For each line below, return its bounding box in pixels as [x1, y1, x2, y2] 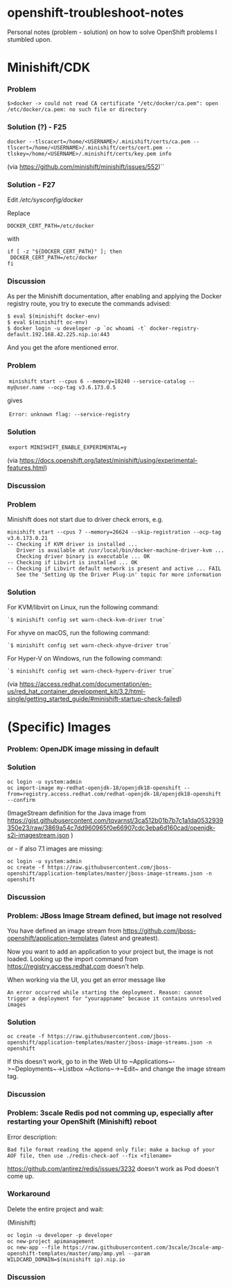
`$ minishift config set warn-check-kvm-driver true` [7, 616, 166, 623]
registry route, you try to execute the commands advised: [7, 300, 171, 308]
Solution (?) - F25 [7, 122, 67, 132]
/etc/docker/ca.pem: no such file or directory [7, 106, 148, 113]
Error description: [7, 1133, 57, 1141]
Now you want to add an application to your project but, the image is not [7, 947, 213, 956]
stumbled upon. [7, 35, 52, 43]
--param [127, 1249, 150, 1257]
